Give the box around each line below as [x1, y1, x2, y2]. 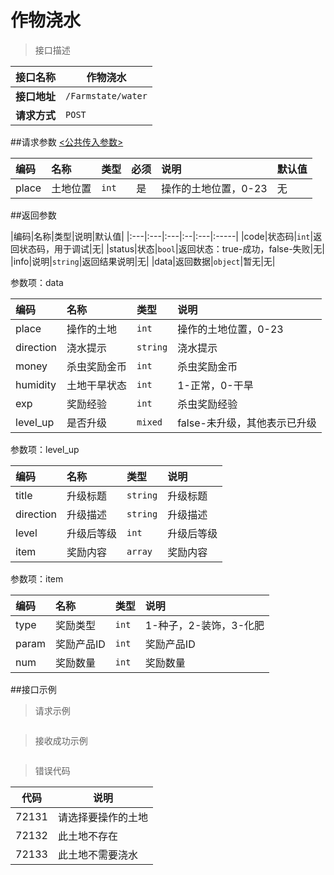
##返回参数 [10, 209, 57, 221]
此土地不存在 [57, 829, 118, 843]
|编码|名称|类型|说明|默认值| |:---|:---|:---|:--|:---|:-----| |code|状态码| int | [10, 230, 314, 242]
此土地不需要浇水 [57, 847, 138, 861]
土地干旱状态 [66, 378, 128, 392]
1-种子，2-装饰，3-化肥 [144, 618, 265, 632]
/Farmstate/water [65, 90, 148, 101]
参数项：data [10, 276, 64, 288]
